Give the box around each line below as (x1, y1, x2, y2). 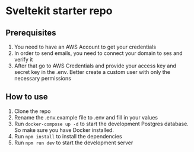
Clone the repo (14, 108, 51, 115)
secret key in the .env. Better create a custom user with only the (14, 69, 170, 75)
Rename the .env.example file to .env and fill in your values (14, 114, 158, 121)
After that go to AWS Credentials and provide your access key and (14, 62, 176, 69)
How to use (5, 92, 48, 102)
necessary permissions (14, 75, 72, 82)
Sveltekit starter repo (5, 4, 113, 18)
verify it (14, 56, 33, 63)
